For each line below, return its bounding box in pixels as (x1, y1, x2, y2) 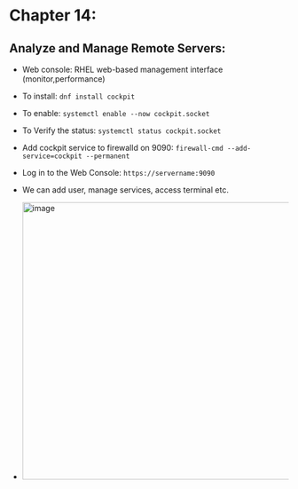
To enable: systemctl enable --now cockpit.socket (21, 108, 210, 118)
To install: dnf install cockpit (21, 91, 136, 101)
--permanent (85, 152, 130, 161)
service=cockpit (21, 152, 82, 161)
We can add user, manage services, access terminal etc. (21, 185, 229, 195)
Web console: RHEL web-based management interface (21, 64, 223, 75)
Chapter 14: (9, 5, 98, 26)
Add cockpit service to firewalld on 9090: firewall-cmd (21, 143, 223, 153)
